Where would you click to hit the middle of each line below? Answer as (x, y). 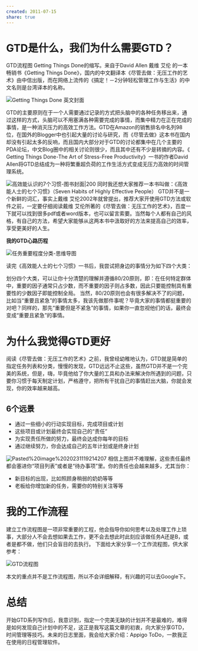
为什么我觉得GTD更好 (58, 341)
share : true (21, 17)
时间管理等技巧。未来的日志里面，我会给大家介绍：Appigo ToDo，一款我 (94, 635)
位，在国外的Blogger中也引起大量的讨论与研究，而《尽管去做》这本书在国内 (98, 135)
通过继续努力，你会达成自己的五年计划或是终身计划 (77, 446)
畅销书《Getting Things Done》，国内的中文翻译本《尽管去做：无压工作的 (94, 73)
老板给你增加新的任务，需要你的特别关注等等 (69, 486)
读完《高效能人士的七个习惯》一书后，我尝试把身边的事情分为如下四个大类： (99, 266)
